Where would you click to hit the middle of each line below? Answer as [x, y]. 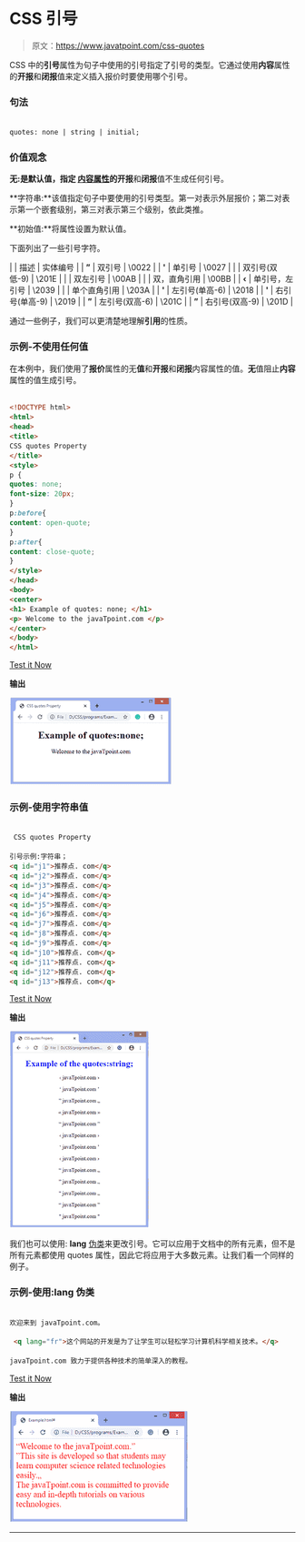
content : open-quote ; [50, 523]
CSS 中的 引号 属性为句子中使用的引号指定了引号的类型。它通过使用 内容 [142, 65]
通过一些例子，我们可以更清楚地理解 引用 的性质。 [101, 321]
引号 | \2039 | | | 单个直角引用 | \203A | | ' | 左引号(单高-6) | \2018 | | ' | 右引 [151, 290]
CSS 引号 [44, 19]
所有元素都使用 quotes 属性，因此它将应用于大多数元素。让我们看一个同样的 [152, 1255]
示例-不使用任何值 [49, 347]
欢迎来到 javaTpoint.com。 [57, 1323]
